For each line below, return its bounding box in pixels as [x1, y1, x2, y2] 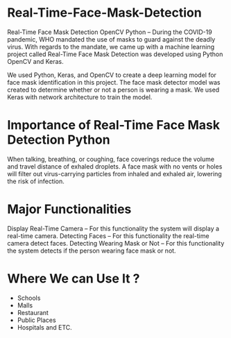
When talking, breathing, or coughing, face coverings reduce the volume [7, 155, 215, 163]
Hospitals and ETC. [17, 323, 73, 331]
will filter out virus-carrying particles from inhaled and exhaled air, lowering [7, 169, 222, 178]
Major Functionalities [7, 201, 132, 217]
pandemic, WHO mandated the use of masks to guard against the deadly [7, 35, 216, 43]
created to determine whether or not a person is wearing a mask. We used [7, 85, 220, 94]
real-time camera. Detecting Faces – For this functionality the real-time [7, 231, 209, 240]
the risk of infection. [7, 177, 65, 185]
